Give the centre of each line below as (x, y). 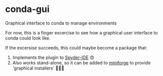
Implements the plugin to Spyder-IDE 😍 (53, 57)
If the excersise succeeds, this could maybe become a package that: (76, 47)
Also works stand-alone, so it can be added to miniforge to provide (81, 62)
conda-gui (27, 9)
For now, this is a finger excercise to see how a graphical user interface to (81, 32)
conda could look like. (28, 38)
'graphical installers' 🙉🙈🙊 (38, 68)
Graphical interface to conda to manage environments (61, 23)
